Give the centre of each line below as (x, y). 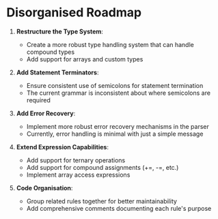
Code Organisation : (44, 188)
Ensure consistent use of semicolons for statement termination (115, 85)
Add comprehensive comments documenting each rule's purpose (119, 208)
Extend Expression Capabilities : (62, 147)
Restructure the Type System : (60, 31)
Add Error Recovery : (46, 113)
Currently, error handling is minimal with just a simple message (115, 134)
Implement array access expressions (78, 175)
